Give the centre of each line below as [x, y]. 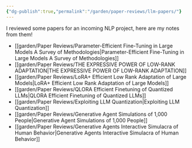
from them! [20, 34]
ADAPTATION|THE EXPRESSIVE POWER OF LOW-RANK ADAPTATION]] [101, 70]
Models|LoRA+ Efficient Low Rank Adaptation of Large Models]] [92, 83]
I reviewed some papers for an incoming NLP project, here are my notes [93, 28]
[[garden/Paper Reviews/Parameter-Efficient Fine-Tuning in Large [94, 46]
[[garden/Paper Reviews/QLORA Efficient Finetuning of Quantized [94, 89]
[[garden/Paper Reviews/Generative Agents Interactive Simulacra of [96, 126]
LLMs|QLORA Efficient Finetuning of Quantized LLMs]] [80, 95]
